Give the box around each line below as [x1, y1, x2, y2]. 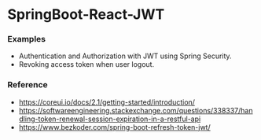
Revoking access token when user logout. [18, 60, 155, 69]
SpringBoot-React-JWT [7, 6, 165, 24]
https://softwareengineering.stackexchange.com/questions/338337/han [18, 105, 253, 115]
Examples [7, 34, 46, 45]
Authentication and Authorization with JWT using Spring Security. [18, 51, 233, 61]
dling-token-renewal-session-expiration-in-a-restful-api [18, 114, 201, 123]
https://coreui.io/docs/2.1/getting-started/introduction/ [18, 97, 196, 107]
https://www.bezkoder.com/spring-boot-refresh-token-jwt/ [18, 122, 211, 131]
